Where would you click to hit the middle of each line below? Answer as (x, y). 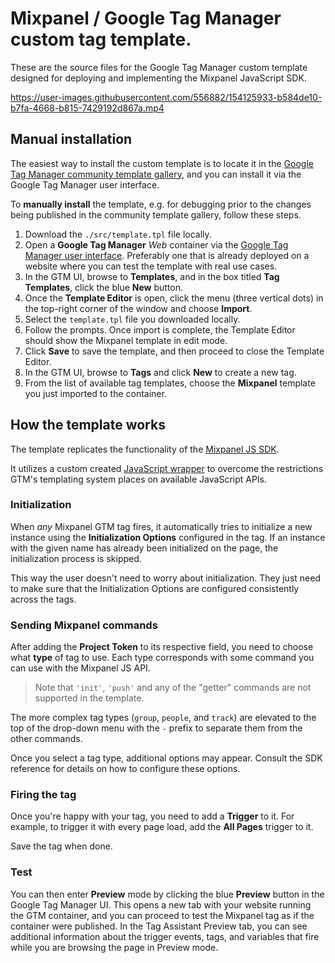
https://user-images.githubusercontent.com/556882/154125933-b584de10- (166, 97)
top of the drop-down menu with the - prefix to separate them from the (156, 728)
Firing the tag (43, 795)
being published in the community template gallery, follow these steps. (156, 214)
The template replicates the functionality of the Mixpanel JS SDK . (145, 449)
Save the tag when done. (61, 846)
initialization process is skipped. (76, 558)
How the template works (88, 425)
